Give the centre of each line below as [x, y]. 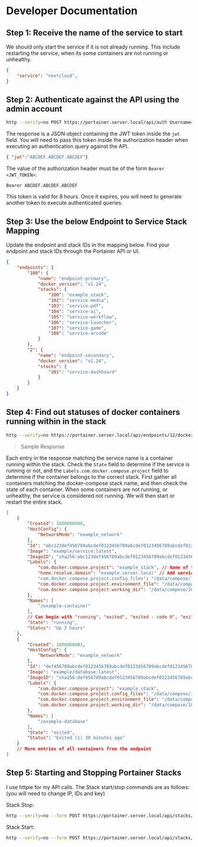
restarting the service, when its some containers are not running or [87, 53]
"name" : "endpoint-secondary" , [76, 355]
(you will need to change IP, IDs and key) [56, 793]
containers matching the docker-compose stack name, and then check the [97, 483]
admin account [34, 109]
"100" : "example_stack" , [79, 295]
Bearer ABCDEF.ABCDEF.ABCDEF [42, 186]
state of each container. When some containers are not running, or [87, 489]
